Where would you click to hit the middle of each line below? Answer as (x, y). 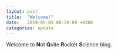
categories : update (30, 28)
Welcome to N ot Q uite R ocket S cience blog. (59, 45)
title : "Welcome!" (30, 17)
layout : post (22, 11)
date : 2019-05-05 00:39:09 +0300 (50, 22)
